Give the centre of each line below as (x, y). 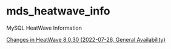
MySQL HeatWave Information (44, 28)
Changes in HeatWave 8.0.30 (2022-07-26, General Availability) (86, 39)
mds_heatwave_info (58, 11)
